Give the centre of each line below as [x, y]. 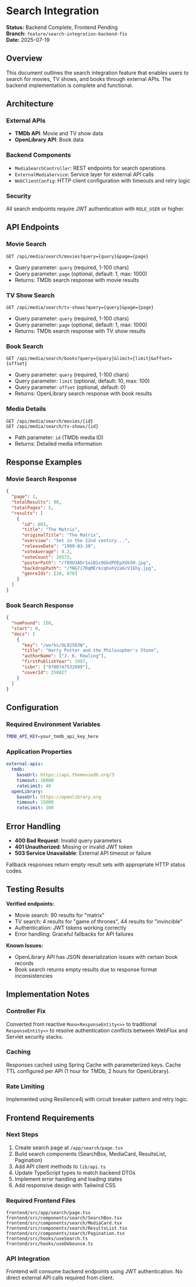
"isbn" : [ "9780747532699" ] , [56, 667]
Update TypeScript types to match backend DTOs [75, 1172]
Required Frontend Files [41, 1200]
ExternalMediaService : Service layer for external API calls [84, 174]
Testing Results [35, 889]
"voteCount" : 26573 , [47, 557]
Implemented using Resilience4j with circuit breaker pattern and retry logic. [97, 1099]
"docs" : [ [23, 634]
